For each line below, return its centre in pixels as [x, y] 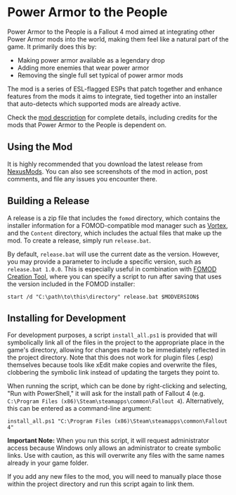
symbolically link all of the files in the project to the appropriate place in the [116, 342]
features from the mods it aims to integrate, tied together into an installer [112, 96]
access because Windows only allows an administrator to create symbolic [114, 448]
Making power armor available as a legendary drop [91, 60]
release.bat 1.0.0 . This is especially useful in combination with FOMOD [112, 269]
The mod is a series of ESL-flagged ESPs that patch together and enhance [115, 89]
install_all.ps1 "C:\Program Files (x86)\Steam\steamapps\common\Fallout [118, 422]
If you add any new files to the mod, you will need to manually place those [114, 477]
